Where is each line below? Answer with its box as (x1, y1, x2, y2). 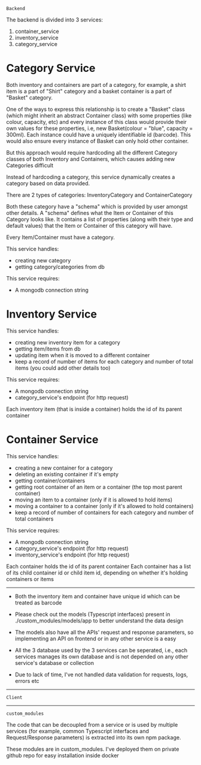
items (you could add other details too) (14, 364, 111, 371)
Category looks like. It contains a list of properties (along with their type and (6, 216, 193, 223)
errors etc (14, 677, 40, 684)
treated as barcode (14, 599, 62, 606)
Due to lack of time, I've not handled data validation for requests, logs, (14, 671, 188, 678)
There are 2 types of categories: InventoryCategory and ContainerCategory (6, 191, 193, 198)
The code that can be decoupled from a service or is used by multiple (6, 721, 178, 728)
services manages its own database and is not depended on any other (14, 653, 188, 660)
